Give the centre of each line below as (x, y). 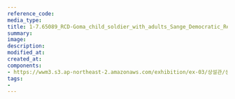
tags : (15, 78)
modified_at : (26, 53)
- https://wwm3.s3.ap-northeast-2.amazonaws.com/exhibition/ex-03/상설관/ (116, 72)
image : (17, 40)
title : (17, 26)
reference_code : (31, 14)
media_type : (24, 20)
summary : (20, 33)
